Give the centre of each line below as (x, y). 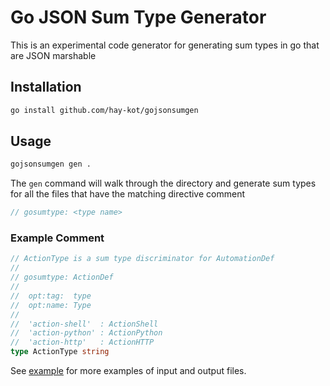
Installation (46, 87)
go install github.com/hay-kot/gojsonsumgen (104, 110)
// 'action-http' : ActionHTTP (82, 342)
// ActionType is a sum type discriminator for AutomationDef (142, 259)
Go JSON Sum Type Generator (138, 17)
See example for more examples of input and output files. (128, 371)
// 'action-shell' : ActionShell (84, 324)
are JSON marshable (53, 55)
